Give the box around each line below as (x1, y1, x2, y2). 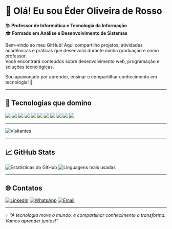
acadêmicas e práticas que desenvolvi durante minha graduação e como (5, 47, 159, 53)
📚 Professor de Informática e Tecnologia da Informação (5, 22, 127, 28)
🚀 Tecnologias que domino (5, 99, 92, 108)
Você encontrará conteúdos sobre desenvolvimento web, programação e (5, 58, 160, 64)
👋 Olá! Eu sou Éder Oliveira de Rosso (5, 5, 162, 17)
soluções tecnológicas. (5, 64, 54, 70)
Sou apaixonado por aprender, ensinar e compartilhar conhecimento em (5, 73, 157, 79)
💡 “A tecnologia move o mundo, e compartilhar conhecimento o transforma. (5, 212, 166, 218)
